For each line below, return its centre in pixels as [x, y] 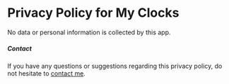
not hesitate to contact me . [47, 73]
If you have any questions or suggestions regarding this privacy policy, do [115, 66]
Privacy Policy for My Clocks [93, 13]
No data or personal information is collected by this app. [89, 32]
